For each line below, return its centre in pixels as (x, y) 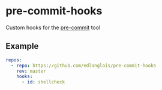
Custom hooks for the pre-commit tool (53, 27)
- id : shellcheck (43, 82)
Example (22, 46)
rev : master (31, 71)
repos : (14, 60)
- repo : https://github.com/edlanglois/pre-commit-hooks (84, 66)
